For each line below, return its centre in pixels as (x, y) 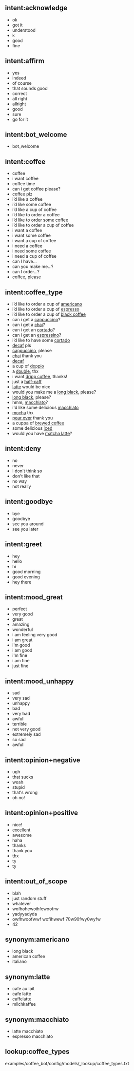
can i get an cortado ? (33, 330)
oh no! (19, 797)
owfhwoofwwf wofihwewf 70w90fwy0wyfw (56, 919)
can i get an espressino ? (37, 335)
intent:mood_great (34, 597)
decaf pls (22, 345)
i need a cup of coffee (34, 256)
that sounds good (30, 88)
